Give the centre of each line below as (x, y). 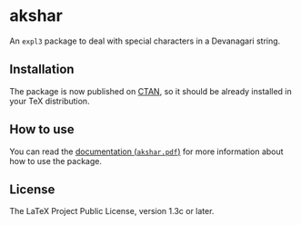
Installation (42, 69)
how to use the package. (56, 161)
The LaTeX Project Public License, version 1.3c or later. (112, 211)
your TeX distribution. (50, 101)
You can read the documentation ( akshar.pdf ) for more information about (146, 152)
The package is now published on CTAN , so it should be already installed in (151, 91)
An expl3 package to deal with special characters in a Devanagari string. (145, 41)
